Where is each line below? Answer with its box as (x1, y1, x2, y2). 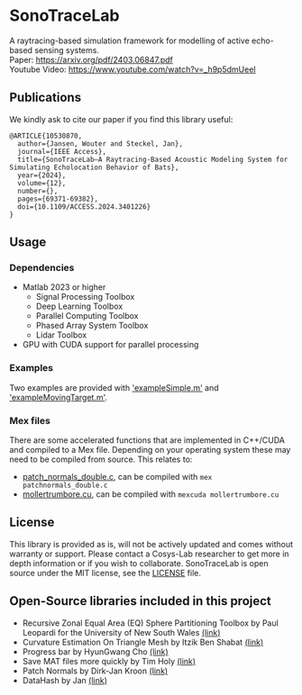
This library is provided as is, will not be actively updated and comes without (9, 538, 294, 549)
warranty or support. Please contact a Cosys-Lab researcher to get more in (9, 548, 290, 559)
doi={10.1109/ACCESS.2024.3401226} (17, 202, 151, 212)
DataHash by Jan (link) (22, 674, 108, 685)
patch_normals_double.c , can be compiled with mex (22, 472, 213, 483)
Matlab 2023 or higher (22, 282, 106, 293)
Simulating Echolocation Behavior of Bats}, (9, 163, 179, 172)
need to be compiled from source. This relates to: (9, 454, 193, 465)
